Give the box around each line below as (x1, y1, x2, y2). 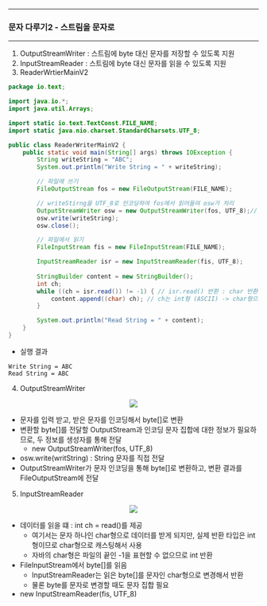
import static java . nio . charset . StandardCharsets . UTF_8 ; (8, 127, 201, 135)
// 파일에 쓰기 (37, 178, 79, 186)
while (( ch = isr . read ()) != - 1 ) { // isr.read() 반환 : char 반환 (37, 287, 258, 295)
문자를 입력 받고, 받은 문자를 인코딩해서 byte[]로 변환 (19, 415, 184, 424)
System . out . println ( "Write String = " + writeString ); (37, 163, 222, 171)
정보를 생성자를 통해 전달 (44, 435, 122, 444)
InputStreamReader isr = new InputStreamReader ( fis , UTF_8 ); (37, 258, 244, 266)
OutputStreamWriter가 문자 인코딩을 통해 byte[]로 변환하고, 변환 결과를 (19, 463, 242, 472)
